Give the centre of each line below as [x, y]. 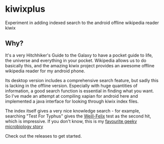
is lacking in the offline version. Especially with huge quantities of [71, 86]
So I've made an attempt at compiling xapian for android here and [72, 96]
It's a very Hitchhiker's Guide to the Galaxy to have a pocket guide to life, [79, 55]
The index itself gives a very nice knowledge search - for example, [73, 111]
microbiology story [24, 126]
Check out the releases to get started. [44, 136]
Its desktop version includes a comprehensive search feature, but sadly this [82, 80]
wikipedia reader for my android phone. [45, 71]
